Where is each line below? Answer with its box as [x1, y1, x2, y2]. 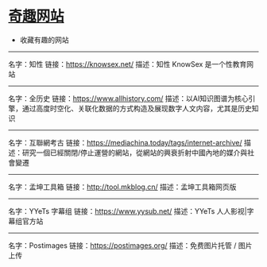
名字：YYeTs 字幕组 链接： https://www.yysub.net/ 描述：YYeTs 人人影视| [8, 206, 248, 215]
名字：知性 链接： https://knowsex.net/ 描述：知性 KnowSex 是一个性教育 [8, 59, 247, 68]
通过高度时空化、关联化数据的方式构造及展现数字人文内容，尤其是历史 [21, 103, 252, 113]
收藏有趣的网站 [19, 35, 69, 44]
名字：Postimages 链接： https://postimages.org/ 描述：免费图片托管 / [8, 240, 237, 250]
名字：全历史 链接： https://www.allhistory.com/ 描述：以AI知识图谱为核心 [8, 93, 249, 103]
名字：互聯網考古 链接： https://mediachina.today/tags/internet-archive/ [8, 137, 242, 147]
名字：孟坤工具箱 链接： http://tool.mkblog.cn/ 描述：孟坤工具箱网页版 [8, 182, 237, 192]
